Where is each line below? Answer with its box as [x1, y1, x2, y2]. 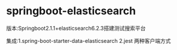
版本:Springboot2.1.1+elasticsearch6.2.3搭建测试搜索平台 [6, 24, 146, 32]
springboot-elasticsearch [6, 4, 136, 18]
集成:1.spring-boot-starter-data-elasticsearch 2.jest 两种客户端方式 [6, 37, 172, 44]
